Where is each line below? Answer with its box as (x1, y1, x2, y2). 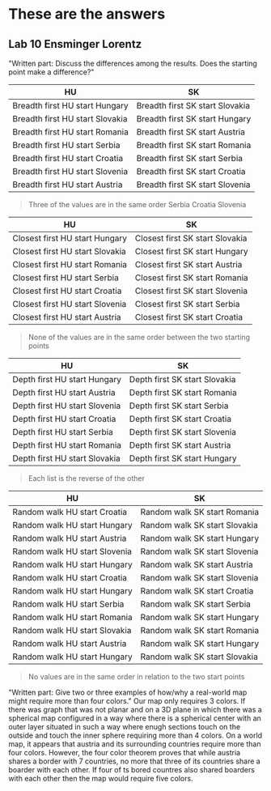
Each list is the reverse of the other (28, 474, 146, 483)
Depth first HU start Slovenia (12, 400, 121, 411)
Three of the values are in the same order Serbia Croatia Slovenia (28, 200, 247, 209)
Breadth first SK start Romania (136, 139, 252, 151)
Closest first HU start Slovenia (12, 299, 127, 309)
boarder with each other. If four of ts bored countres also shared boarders (8, 765, 255, 774)
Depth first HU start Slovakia (12, 453, 121, 464)
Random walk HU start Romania (12, 612, 133, 623)
